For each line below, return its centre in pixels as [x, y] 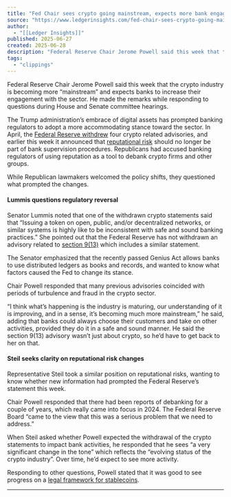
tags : [15, 59]
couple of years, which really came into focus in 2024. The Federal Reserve [114, 410]
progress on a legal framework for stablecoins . [73, 480]
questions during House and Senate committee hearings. [88, 106]
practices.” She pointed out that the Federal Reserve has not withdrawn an [112, 237]
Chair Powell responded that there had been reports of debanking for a [108, 402]
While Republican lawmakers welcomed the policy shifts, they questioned [111, 177]
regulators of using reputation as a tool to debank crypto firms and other [110, 156]
